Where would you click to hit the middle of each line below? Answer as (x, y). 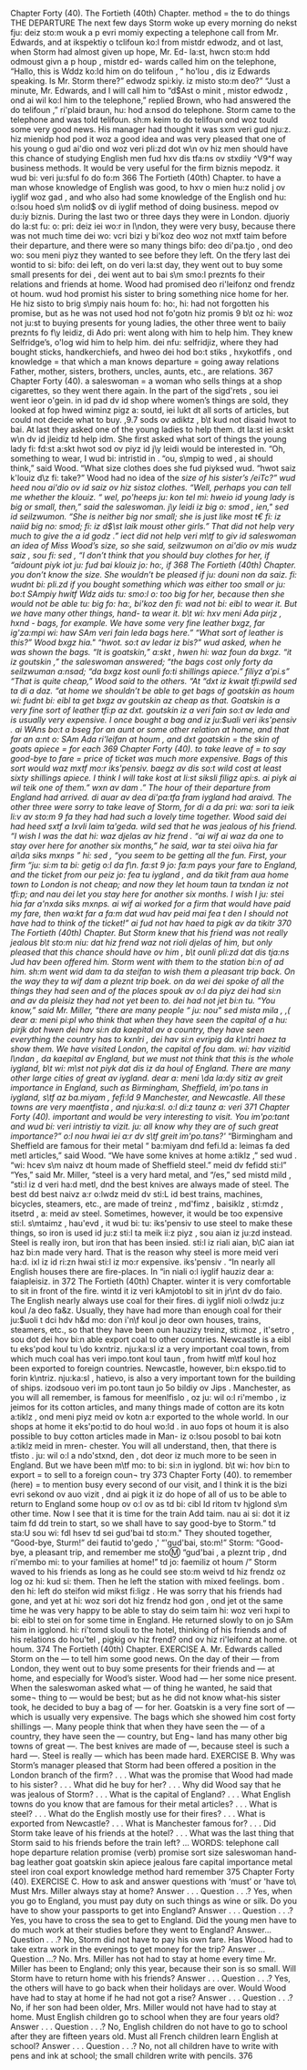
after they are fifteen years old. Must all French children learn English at (144, 2036)
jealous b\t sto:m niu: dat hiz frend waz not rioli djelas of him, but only (141, 943)
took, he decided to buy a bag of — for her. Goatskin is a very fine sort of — (153, 1707)
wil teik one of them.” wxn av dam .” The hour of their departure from (141, 788)
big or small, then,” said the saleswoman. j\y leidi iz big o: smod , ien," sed (150, 507)
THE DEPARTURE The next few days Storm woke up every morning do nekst (154, 23)
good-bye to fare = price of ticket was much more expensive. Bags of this (149, 758)
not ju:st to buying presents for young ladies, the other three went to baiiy (148, 323)
